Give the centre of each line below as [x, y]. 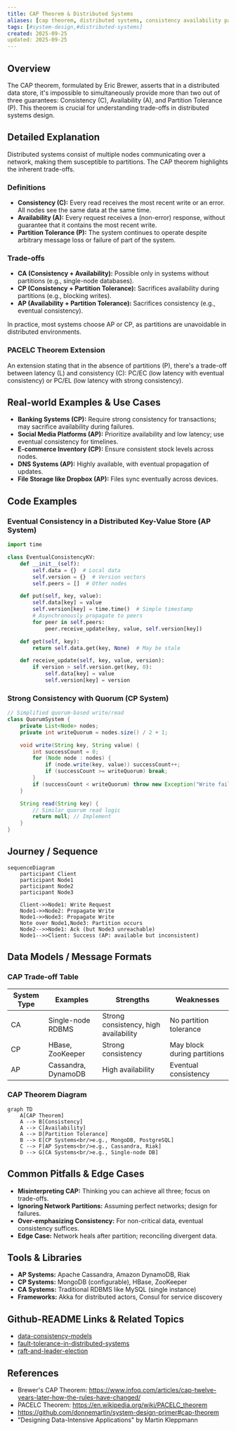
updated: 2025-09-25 [38, 40]
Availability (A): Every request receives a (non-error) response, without [121, 218]
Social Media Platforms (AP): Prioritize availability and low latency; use [121, 434]
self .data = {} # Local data [77, 570]
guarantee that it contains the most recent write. [87, 225]
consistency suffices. [48, 1228]
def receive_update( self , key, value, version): [92, 661]
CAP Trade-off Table [43, 977]
